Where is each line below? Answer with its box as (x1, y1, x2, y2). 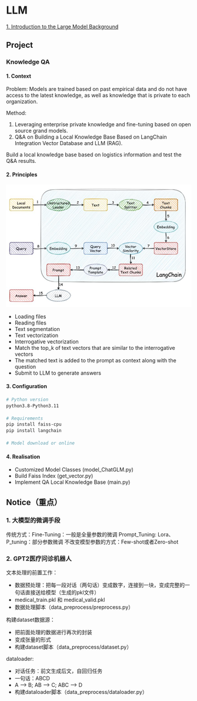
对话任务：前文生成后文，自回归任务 (14, 667, 103, 674)
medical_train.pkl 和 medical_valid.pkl (14, 597, 105, 604)
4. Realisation (6, 453, 40, 460)
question (14, 363, 36, 370)
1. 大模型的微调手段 (6, 516, 61, 525)
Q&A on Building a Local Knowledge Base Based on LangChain (14, 133, 168, 140)
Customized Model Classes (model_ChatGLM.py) (14, 466, 134, 473)
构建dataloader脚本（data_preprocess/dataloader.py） (14, 689, 148, 696)
